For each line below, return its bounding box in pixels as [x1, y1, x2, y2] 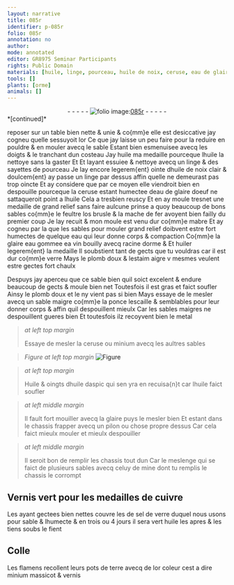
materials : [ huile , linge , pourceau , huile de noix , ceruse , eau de [7, 68, 210, 75]
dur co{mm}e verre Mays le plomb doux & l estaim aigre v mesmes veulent [7, 254, 220, 262]
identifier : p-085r [7, 23, 64, 30]
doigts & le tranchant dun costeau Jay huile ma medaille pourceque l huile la [7, 151, 224, 159]
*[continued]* [7, 114, 47, 123]
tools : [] [7, 75, 36, 82]
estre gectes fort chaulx [7, 262, 76, 270]
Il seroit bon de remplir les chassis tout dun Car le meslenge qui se [24, 457, 216, 465]
